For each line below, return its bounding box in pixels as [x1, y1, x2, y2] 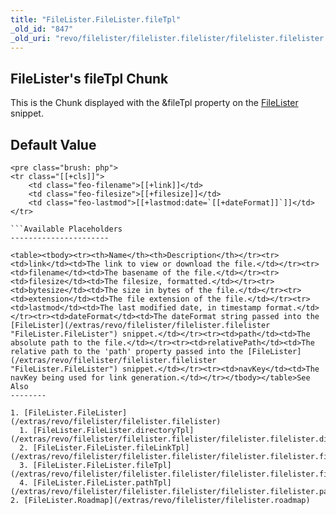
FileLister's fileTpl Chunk [10, 70, 169, 87]
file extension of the [126, 294, 222, 304]
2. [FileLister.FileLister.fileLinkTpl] [19, 443, 190, 453]
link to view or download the [104, 259, 230, 269]
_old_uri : [10, 33, 52, 43]
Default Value [10, 136, 97, 153]
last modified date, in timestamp [117, 303, 262, 313]
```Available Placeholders [10, 224, 123, 234]
